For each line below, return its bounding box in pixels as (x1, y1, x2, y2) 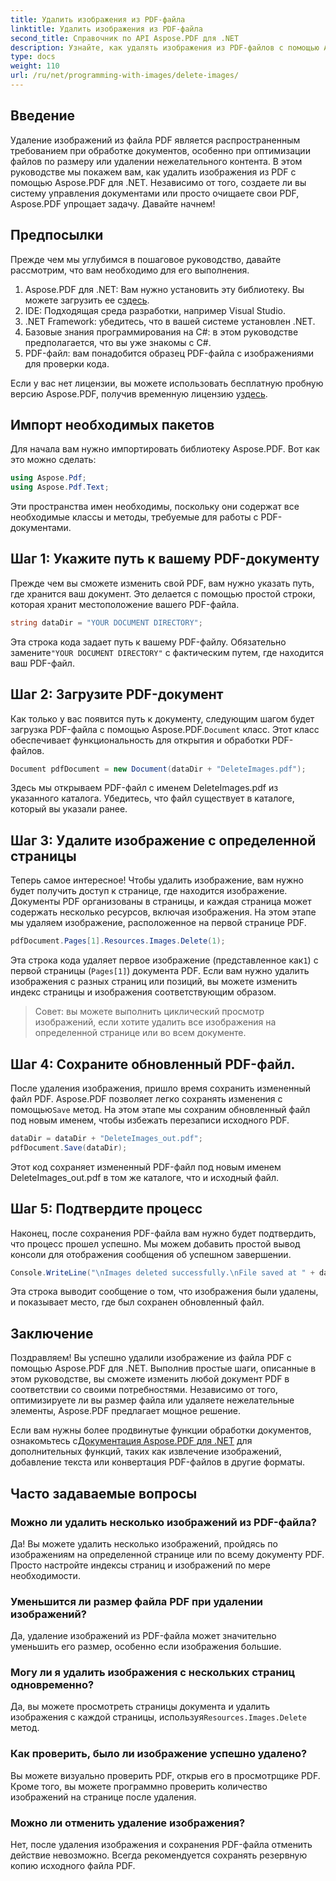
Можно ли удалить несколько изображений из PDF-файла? (10, 1515, 317, 1529)
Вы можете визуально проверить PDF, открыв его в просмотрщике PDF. (10, 1769, 321, 1781)
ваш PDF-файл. (10, 657, 75, 669)
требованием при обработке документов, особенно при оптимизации (10, 144, 311, 156)
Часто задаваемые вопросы (10, 1485, 198, 1502)
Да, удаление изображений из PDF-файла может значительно (10, 1630, 277, 1642)
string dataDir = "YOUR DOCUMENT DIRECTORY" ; (10, 617, 203, 628)
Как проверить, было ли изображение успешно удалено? (10, 1747, 308, 1761)
